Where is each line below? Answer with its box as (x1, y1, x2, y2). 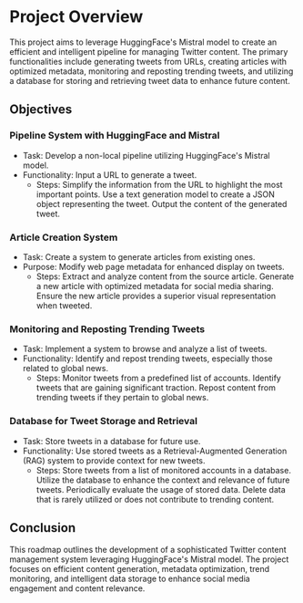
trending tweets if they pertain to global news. (35, 392, 209, 403)
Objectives (9, 102, 73, 118)
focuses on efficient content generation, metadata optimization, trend (9, 564, 270, 575)
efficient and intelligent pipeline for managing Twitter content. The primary (9, 46, 288, 57)
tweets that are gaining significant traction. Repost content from (35, 382, 276, 393)
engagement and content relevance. (9, 583, 146, 594)
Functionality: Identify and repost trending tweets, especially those (22, 353, 273, 364)
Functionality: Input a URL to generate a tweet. (22, 169, 197, 180)
